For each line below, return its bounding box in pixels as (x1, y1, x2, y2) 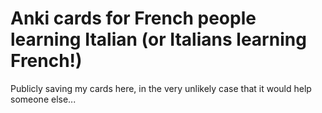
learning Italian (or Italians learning (10, 28, 307, 51)
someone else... (10, 93, 77, 105)
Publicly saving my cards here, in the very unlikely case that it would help (10, 82, 312, 94)
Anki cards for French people (10, 7, 257, 30)
